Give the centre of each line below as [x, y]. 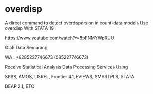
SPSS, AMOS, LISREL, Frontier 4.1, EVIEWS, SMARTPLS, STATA [70, 76]
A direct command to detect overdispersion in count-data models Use [76, 23]
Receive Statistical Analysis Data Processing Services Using [67, 67]
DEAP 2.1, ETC [20, 86]
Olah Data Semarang [26, 47]
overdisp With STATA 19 [29, 28]
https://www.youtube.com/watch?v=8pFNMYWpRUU [60, 38]
